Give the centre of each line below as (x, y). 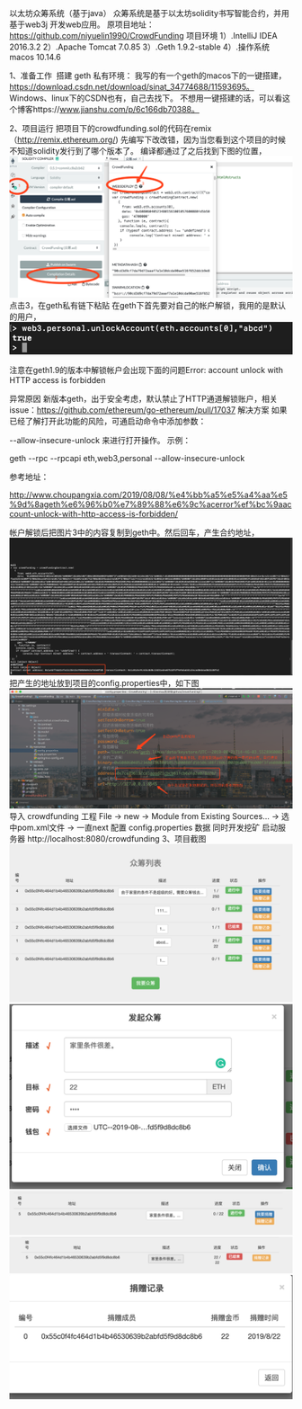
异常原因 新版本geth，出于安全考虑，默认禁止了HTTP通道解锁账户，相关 (143, 399)
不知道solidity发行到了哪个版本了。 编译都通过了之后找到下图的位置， (138, 151)
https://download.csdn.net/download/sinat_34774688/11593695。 (132, 87)
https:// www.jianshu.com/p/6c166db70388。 (116, 109)
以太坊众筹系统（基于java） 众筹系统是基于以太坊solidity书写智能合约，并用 (149, 13)
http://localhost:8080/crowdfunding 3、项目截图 (116, 839)
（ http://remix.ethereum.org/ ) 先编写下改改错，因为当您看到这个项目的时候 (147, 139)
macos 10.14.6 (35, 57)
